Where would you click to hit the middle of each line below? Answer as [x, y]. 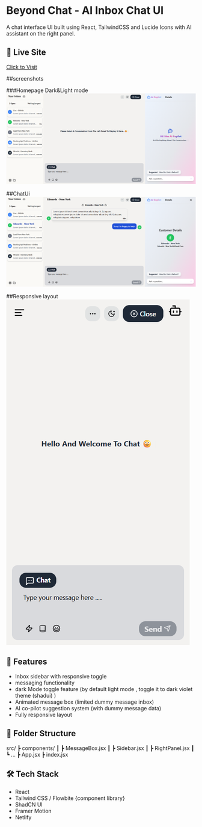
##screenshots [25, 78]
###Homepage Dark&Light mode [47, 90]
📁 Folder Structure [41, 733]
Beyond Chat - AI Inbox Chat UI [85, 11]
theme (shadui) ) [35, 695]
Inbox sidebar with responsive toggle [61, 676]
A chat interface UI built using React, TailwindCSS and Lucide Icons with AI [99, 27]
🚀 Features [27, 662]
